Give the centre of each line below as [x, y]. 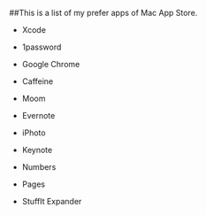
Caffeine [38, 81]
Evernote [38, 115]
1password [42, 47]
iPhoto [34, 133]
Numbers [39, 167]
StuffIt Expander [52, 201]
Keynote [37, 150]
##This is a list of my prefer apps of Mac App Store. [103, 13]
